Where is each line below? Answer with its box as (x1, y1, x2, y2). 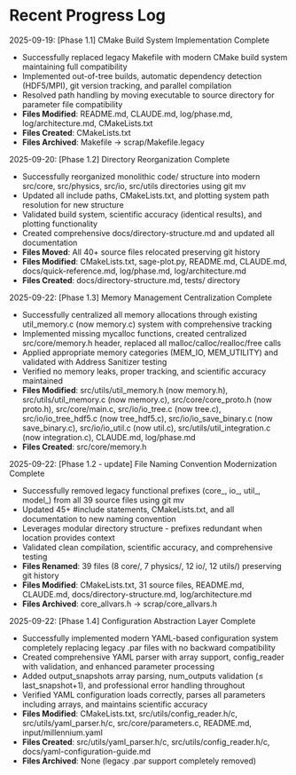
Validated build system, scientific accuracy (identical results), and (21, 209, 262, 219)
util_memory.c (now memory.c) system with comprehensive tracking (21, 319, 273, 329)
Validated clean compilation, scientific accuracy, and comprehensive (21, 542, 273, 552)
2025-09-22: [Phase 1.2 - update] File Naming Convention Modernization (9, 458, 277, 469)
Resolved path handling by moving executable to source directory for (21, 90, 275, 100)
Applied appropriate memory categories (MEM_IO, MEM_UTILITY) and (21, 347, 278, 358)
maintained (21, 375, 64, 386)
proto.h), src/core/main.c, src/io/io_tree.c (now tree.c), (21, 403, 222, 414)
